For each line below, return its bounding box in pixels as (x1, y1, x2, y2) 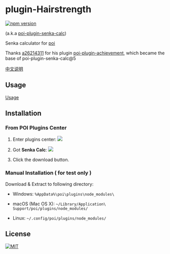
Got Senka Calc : (12, 147, 47, 153)
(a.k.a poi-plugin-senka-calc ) (5, 30, 67, 36)
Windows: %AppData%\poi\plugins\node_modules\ (12, 190, 115, 197)
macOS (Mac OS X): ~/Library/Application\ (12, 201, 106, 207)
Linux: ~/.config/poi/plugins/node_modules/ (12, 215, 107, 221)
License (5, 230, 31, 238)
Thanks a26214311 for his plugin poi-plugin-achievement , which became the (5, 50, 165, 56)
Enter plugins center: (12, 136, 57, 143)
